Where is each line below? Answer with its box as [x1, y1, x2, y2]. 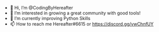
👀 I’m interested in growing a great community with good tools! [10, 10, 141, 16]
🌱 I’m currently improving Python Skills [10, 15, 91, 21]
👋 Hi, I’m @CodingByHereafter [10, 5, 73, 10]
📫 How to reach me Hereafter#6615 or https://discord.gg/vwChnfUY [10, 21, 154, 27]
